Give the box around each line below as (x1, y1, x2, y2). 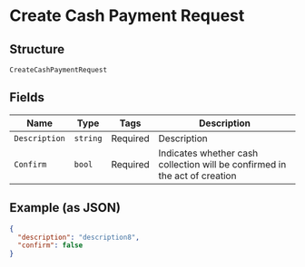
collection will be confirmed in (158, 157, 287, 170)
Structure (9, 42, 65, 57)
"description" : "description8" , (17, 233, 141, 242)
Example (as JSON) (9, 200, 121, 215)
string (74, 133, 103, 143)
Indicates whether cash (158, 147, 259, 159)
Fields (9, 90, 45, 105)
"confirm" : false (17, 241, 84, 250)
